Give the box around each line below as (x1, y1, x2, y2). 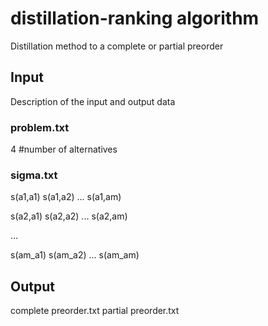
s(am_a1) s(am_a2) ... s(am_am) (10, 249, 140, 261)
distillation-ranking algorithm (10, 7, 260, 30)
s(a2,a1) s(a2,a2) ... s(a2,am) (10, 210, 128, 222)
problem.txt (10, 120, 70, 134)
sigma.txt (10, 168, 58, 182)
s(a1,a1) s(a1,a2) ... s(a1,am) (10, 191, 122, 203)
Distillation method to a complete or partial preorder (10, 40, 224, 52)
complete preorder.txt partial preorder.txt (10, 305, 180, 317)
